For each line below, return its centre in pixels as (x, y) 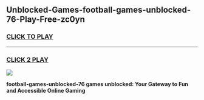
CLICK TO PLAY (30, 37)
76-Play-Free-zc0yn (46, 20)
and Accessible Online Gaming (46, 90)
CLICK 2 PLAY (27, 59)
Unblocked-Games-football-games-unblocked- (99, 10)
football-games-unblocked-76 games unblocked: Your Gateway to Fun (97, 84)
